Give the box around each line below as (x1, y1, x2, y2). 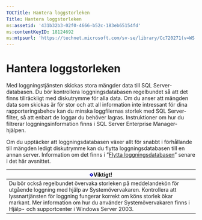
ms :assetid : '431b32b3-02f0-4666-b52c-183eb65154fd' (6, 22, 141, 28)
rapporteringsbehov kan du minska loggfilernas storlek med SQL (6, 107, 167, 115)
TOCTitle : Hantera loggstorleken (6, 10, 90, 16)
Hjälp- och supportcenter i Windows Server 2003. (8, 205, 134, 212)
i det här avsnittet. (6, 157, 51, 165)
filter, (6, 114, 19, 121)
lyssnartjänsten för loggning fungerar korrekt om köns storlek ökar (8, 192, 173, 200)
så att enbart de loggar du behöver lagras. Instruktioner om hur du (20, 114, 185, 121)
